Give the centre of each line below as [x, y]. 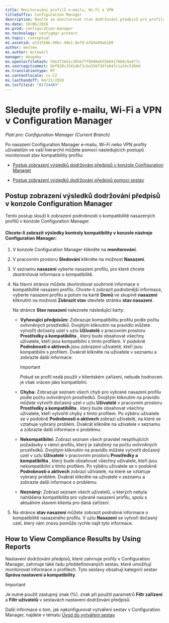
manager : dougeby [23, 57]
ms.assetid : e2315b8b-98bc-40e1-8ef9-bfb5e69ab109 [59, 43]
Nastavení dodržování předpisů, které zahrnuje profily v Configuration [77, 559]
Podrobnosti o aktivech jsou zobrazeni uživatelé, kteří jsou [81, 347]
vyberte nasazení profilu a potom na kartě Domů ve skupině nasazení [85, 295]
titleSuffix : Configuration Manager [44, 15]
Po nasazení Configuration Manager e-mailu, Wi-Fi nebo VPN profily [76, 144]
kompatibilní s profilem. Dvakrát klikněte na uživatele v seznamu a [88, 352]
